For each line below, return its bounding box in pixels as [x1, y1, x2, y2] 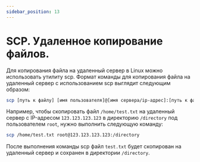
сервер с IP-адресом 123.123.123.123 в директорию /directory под [6, 114, 178, 121]
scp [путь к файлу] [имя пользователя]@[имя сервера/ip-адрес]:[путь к [6, 97, 187, 103]
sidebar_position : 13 [6, 8, 60, 15]
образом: [6, 86, 30, 93]
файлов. [6, 47, 49, 60]
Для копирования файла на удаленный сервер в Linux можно [6, 67, 163, 74]
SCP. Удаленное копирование [6, 34, 163, 48]
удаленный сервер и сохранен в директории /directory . [6, 149, 150, 157]
